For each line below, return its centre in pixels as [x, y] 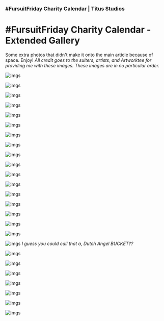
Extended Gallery [43, 41]
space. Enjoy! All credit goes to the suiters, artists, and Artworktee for [78, 60]
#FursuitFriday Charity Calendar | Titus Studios [65, 9]
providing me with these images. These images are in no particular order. [82, 65]
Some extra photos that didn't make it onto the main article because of [79, 55]
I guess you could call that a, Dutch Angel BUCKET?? [77, 243]
